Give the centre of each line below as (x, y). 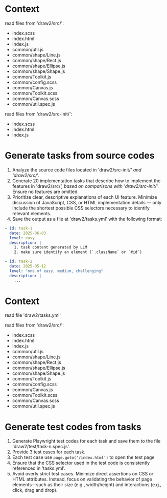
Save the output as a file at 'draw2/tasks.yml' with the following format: (87, 219)
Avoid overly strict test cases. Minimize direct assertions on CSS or (83, 474)
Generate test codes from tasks (73, 427)
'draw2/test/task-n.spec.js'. (41, 447)
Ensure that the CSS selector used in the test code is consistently (81, 463)
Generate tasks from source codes (80, 156)
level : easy (22, 238)
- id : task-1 (19, 228)
